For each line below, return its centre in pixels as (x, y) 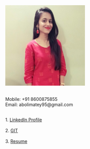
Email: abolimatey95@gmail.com (39, 105)
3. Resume (16, 141)
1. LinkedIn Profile (24, 120)
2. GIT (12, 131)
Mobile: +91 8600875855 (32, 99)
